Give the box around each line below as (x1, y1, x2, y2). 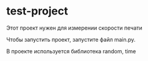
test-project (6, 4, 68, 18)
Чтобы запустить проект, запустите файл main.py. (6, 36, 136, 43)
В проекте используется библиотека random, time (6, 47, 136, 55)
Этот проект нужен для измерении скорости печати (6, 24, 143, 31)
